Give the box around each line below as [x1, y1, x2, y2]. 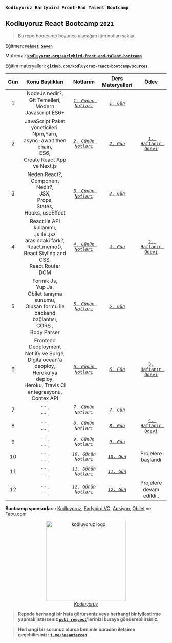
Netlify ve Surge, [25, 349, 66, 357]
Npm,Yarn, [32, 130, 58, 138]
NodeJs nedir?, [26, 90, 63, 97]
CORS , [36, 322, 54, 329]
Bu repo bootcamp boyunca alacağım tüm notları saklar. [17, 33, 136, 39]
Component [30, 177, 59, 184]
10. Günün [72, 451, 96, 457]
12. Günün [72, 483, 96, 490]
